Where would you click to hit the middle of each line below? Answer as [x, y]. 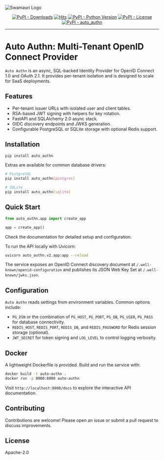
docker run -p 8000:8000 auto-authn [42, 378]
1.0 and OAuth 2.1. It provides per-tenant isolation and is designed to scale [79, 75]
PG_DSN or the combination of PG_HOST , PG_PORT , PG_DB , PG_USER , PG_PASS [82, 317]
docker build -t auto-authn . [36, 374]
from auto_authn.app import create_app [46, 218]
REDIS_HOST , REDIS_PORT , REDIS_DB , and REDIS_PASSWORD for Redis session [84, 327]
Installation [22, 145]
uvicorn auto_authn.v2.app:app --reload [47, 255]
